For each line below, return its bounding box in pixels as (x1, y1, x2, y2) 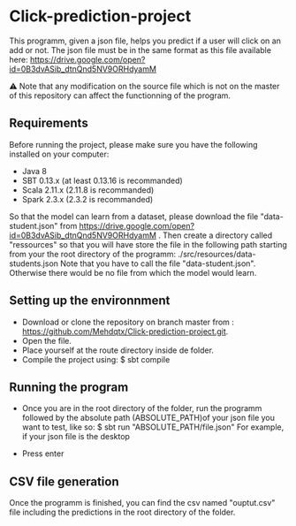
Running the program (9, 379, 129, 394)
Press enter (21, 448, 65, 459)
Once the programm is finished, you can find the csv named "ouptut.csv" (9, 498, 276, 508)
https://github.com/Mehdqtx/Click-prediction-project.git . (21, 325, 229, 337)
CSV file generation (9, 474, 119, 489)
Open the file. (21, 335, 72, 346)
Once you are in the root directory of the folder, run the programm (21, 403, 262, 414)
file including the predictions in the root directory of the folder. (9, 507, 236, 518)
